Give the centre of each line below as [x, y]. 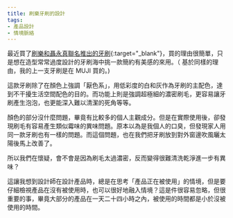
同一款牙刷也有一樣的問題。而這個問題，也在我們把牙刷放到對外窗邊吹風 [110, 135]
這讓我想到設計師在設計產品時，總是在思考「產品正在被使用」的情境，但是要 [116, 181]
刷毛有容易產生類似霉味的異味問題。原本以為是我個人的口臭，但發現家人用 [119, 126]
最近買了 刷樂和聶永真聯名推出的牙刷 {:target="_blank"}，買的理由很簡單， [112, 53]
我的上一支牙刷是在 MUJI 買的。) [64, 71]
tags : [15, 20]
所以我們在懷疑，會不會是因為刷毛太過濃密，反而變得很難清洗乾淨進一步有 [113, 158]
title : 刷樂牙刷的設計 [36, 13]
